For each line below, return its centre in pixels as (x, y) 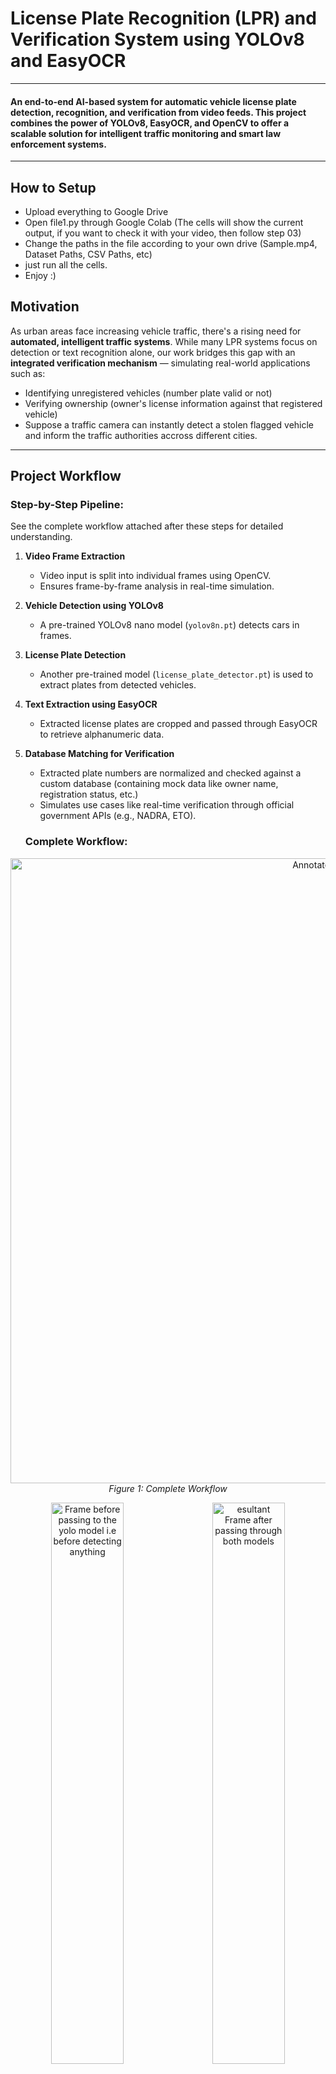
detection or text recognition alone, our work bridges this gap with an (153, 352)
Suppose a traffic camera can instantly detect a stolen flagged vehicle (169, 424)
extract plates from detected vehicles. (118, 685)
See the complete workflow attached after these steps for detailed (147, 526)
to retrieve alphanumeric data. (102, 734)
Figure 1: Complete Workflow (168, 1488)
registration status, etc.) (89, 794)
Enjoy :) (40, 275)
